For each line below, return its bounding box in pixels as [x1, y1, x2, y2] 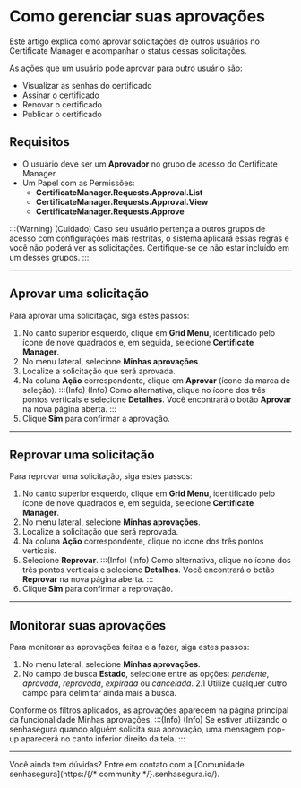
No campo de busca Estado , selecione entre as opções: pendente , [21, 669, 270, 680]
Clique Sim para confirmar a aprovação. [21, 413, 170, 424]
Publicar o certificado [21, 108, 103, 119]
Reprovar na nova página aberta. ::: [21, 574, 154, 585]
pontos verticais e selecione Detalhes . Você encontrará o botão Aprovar [21, 394, 292, 405]
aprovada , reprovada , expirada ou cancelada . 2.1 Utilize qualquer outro [21, 678, 288, 689]
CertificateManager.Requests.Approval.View [35, 196, 209, 207]
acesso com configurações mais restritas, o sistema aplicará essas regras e [9, 233, 289, 244]
